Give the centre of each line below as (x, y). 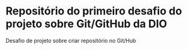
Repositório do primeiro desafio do (94, 11)
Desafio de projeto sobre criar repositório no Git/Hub (71, 40)
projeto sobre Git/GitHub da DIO (86, 24)
